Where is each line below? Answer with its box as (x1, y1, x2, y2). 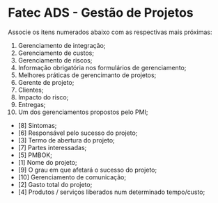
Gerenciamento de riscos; (17, 56, 93, 64)
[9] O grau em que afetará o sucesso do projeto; (17, 165, 157, 174)
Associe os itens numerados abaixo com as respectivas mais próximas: (8, 28, 212, 36)
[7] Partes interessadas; (17, 143, 87, 152)
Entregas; (17, 100, 46, 108)
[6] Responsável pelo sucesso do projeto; (17, 129, 138, 137)
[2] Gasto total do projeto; (17, 180, 93, 188)
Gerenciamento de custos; (17, 49, 95, 57)
